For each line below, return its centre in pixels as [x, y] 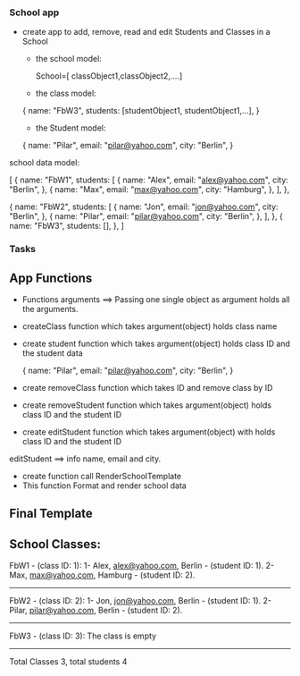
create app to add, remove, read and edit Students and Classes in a [146, 32]
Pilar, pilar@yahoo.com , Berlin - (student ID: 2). [96, 611]
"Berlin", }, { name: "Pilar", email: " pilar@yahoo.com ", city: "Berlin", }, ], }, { [146, 216]
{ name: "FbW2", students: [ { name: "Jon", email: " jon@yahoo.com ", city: [144, 207]
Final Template [51, 514]
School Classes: [55, 544]
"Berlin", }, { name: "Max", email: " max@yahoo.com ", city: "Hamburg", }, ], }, [150, 190]
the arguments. [50, 309]
